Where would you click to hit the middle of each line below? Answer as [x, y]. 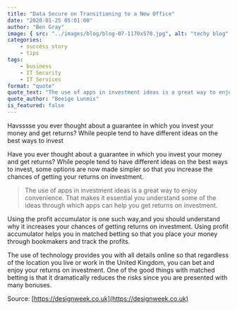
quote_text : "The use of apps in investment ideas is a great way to [112, 92]
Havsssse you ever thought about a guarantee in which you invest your [110, 125]
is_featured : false [36, 106]
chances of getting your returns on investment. [76, 176]
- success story [44, 46]
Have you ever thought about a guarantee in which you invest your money [115, 154]
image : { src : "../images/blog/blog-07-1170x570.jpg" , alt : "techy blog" [118, 33]
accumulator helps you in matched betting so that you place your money [113, 234]
